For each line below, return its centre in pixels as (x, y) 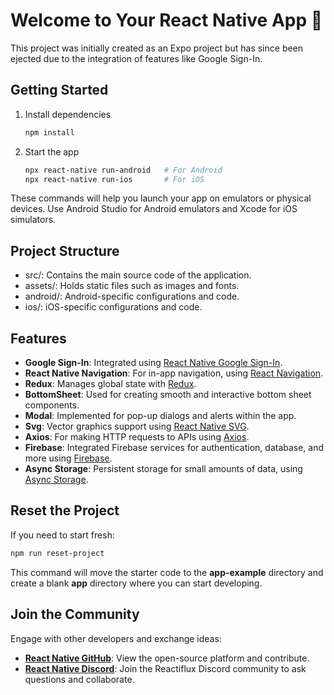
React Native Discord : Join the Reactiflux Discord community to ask (165, 668)
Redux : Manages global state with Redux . (110, 383)
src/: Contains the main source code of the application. (138, 275)
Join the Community (75, 614)
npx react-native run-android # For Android (123, 170)
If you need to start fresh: (62, 535)
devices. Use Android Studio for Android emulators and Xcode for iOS (154, 209)
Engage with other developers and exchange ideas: (116, 638)
